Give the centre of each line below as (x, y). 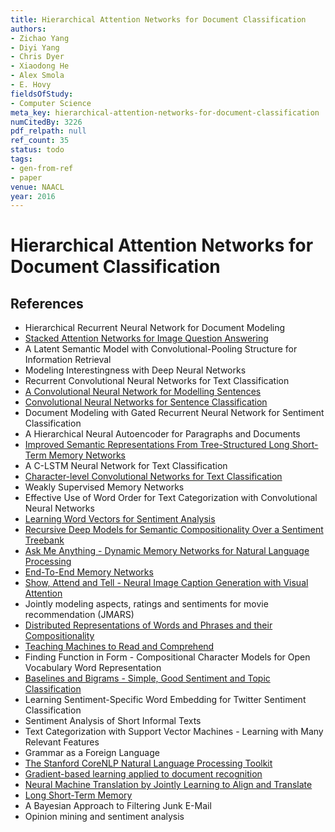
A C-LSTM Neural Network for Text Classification (126, 466)
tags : (21, 159)
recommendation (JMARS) (79, 615)
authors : (28, 29)
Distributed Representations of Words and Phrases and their (148, 625)
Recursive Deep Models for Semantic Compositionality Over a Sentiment (174, 530)
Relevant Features (62, 742)
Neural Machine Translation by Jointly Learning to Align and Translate (168, 785)
